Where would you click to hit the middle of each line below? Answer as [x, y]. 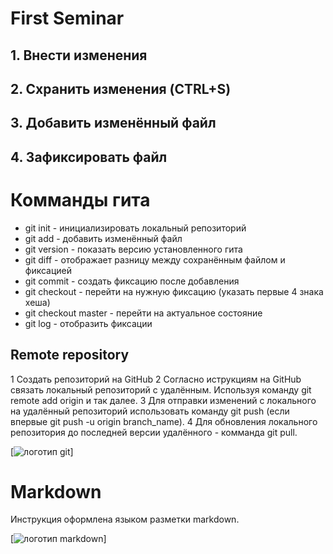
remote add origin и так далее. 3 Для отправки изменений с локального [163, 400]
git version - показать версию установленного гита [133, 249]
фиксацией [48, 270]
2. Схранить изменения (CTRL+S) [121, 88]
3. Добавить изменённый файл [113, 123]
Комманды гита [80, 199]
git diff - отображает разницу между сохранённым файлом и [155, 259]
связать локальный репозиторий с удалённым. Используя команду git [161, 389]
